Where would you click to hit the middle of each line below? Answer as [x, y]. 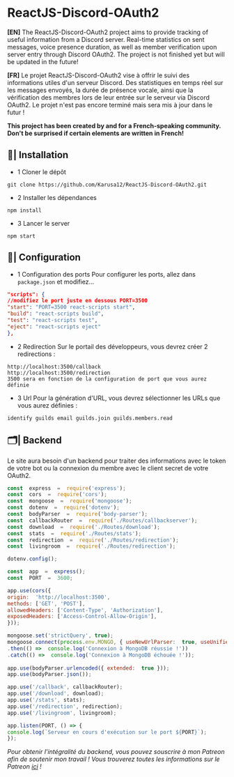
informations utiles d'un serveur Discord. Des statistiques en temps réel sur [115, 82]
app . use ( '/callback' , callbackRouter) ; [65, 687]
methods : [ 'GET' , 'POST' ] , [46, 603]
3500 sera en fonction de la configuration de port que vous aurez [107, 379]
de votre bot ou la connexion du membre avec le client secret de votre [108, 468]
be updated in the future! [43, 61]
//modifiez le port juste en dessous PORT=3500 [78, 301]
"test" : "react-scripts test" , [53, 321]
